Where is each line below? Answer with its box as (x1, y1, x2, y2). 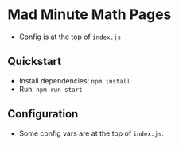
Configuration (7, 107, 79, 121)
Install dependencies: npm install (18, 75, 130, 85)
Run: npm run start (18, 84, 83, 94)
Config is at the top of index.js (18, 32, 121, 41)
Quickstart (7, 55, 62, 68)
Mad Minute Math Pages (7, 6, 172, 24)
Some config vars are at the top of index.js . (18, 129, 165, 138)
